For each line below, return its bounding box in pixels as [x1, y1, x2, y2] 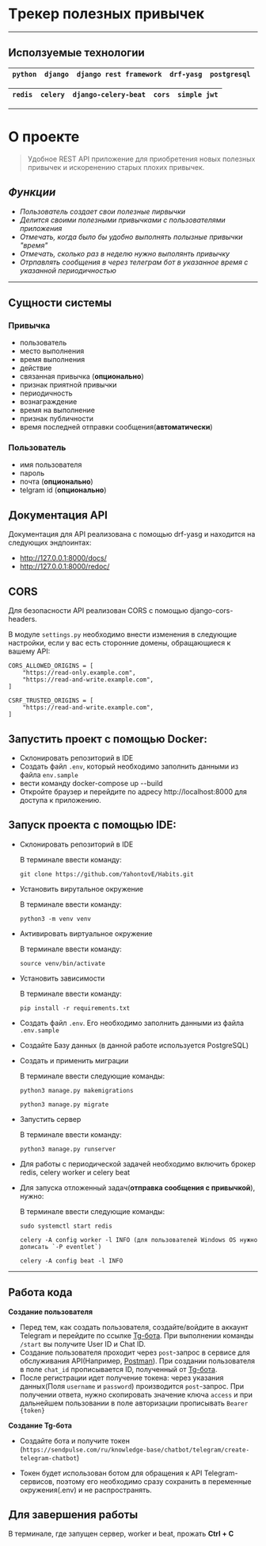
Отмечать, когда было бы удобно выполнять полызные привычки [19, 232, 243, 241]
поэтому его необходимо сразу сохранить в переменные [55, 1476, 252, 1486]
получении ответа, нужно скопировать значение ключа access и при [19, 1390, 253, 1399]
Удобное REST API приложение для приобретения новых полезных [27, 154, 256, 164]
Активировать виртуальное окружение [19, 928, 153, 938]
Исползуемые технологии [8, 46, 145, 60]
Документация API [8, 508, 108, 522]
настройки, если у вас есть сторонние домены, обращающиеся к [8, 638, 231, 648]
